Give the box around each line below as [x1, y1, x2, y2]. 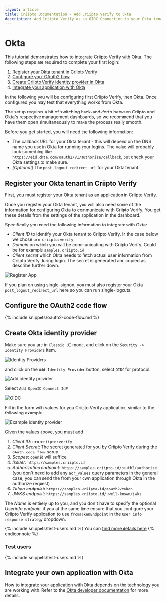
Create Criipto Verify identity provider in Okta [12, 79, 105, 85]
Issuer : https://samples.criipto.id [12, 459, 85, 465]
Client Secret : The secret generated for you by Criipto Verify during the [12, 444, 157, 450]
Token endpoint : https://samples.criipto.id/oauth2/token [12, 486, 133, 491]
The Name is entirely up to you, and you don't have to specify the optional [5, 500, 156, 506]
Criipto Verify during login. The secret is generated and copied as [12, 258, 146, 263]
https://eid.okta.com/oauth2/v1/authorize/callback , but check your [12, 154, 154, 160]
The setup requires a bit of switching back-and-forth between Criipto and [5, 109, 155, 115]
